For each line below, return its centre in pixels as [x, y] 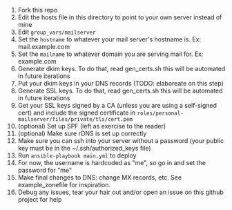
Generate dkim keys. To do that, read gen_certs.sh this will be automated [122, 69]
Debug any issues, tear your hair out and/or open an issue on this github [120, 192]
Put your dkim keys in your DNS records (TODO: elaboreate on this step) [120, 83]
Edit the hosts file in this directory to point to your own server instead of [120, 17]
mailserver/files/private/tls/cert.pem [75, 120]
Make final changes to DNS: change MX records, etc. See [100, 178]
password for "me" [45, 170]
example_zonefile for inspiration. [64, 185]
